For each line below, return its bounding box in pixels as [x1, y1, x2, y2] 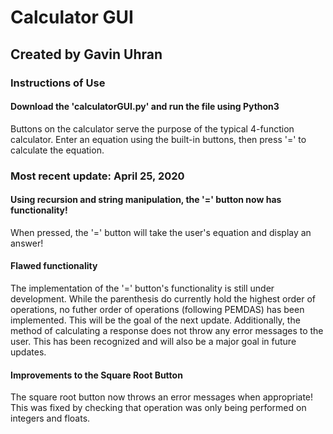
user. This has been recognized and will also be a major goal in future [10, 336, 297, 348]
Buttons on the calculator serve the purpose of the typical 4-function [10, 122, 295, 135]
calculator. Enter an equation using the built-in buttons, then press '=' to [10, 133, 307, 145]
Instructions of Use [10, 76, 106, 90]
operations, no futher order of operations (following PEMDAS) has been [10, 304, 305, 316]
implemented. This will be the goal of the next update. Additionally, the [10, 314, 301, 326]
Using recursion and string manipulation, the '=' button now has [10, 194, 282, 206]
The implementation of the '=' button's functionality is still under [10, 282, 275, 295]
